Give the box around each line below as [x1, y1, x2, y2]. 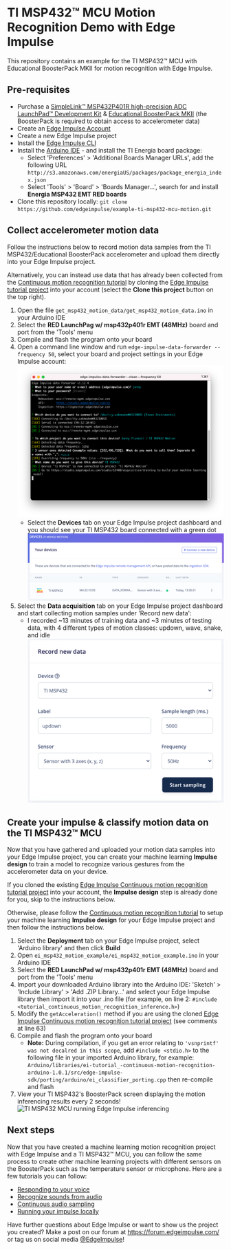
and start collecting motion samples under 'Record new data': [16, 608, 192, 617]
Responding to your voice [16, 1185, 90, 1194]
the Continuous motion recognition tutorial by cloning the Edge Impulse [7, 278, 209, 286]
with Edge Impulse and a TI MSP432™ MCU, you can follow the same [7, 1150, 202, 1158]
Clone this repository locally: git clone [16, 197, 128, 206]
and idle [27, 631, 50, 639]
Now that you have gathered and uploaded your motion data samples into [7, 845, 215, 853]
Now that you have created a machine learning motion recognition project [7, 1143, 216, 1151]
